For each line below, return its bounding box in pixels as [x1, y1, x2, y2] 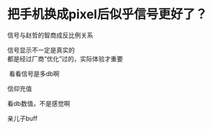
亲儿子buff [7, 114, 38, 123]
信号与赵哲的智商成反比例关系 [7, 31, 93, 39]
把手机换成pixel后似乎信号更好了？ [7, 6, 208, 22]
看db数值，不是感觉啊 [7, 99, 71, 107]
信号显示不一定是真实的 [7, 46, 75, 54]
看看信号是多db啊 [8, 69, 60, 78]
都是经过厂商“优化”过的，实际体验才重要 [7, 54, 124, 63]
